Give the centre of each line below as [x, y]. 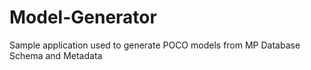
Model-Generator [83, 17]
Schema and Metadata [56, 55]
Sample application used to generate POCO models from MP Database [155, 45]
